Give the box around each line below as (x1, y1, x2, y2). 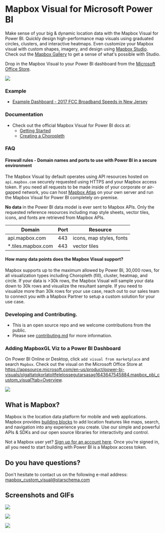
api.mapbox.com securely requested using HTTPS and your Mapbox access (5, 178, 157, 184)
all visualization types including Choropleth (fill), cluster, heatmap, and (5, 272, 148, 278)
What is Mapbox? (5, 400, 60, 409)
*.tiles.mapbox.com (7, 243, 53, 249)
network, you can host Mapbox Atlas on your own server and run (22, 189, 154, 195)
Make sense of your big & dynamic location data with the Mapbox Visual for (5, 30, 159, 36)
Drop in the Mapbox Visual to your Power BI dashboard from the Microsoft (5, 61, 156, 67)
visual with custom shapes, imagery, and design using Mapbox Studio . (5, 46, 148, 52)
